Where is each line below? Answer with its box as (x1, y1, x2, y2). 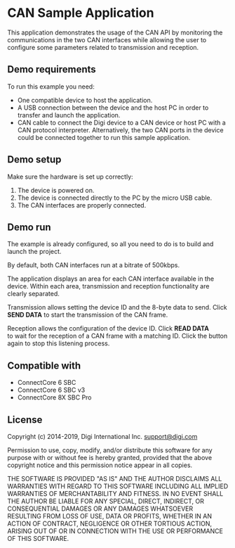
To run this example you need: (7, 82, 95, 91)
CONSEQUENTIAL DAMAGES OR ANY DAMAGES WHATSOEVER (7, 504, 194, 513)
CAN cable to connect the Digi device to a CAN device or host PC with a (17, 118, 226, 127)
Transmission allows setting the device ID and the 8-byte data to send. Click (7, 303, 227, 312)
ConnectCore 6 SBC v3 (17, 385, 86, 395)
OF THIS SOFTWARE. (7, 535, 69, 542)
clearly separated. (7, 290, 60, 298)
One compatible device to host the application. (17, 96, 153, 104)
